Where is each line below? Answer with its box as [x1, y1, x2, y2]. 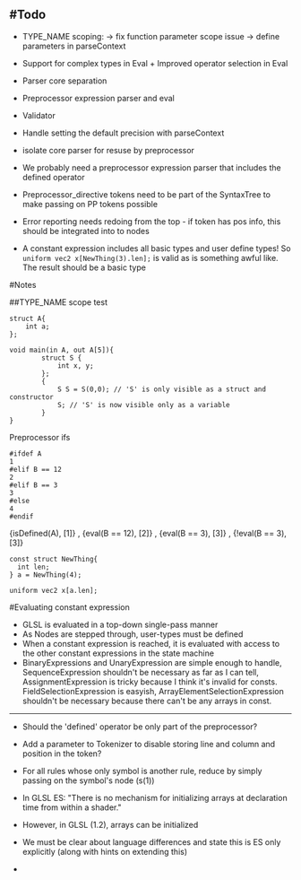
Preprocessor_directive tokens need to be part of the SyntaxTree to [21, 188, 271, 200]
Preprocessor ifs [9, 431, 71, 442]
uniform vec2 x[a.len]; [9, 586, 99, 595]
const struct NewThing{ [9, 554, 99, 563]
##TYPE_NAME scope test [9, 296, 107, 308]
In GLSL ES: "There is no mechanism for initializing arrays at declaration [21, 792, 288, 803]
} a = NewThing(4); [9, 570, 82, 579]
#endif [9, 511, 34, 521]
